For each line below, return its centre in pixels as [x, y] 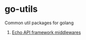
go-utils [21, 9]
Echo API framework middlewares [46, 32]
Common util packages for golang [39, 23]
